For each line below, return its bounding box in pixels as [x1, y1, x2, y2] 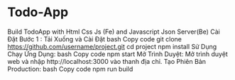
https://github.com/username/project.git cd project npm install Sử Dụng [7, 42, 217, 51]
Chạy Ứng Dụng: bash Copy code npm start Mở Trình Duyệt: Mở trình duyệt [7, 50, 229, 58]
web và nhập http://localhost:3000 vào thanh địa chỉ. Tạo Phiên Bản [7, 57, 207, 65]
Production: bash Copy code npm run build [7, 65, 133, 73]
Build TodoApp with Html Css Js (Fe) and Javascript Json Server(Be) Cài [7, 27, 220, 36]
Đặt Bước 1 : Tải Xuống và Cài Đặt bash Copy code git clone [7, 34, 182, 43]
